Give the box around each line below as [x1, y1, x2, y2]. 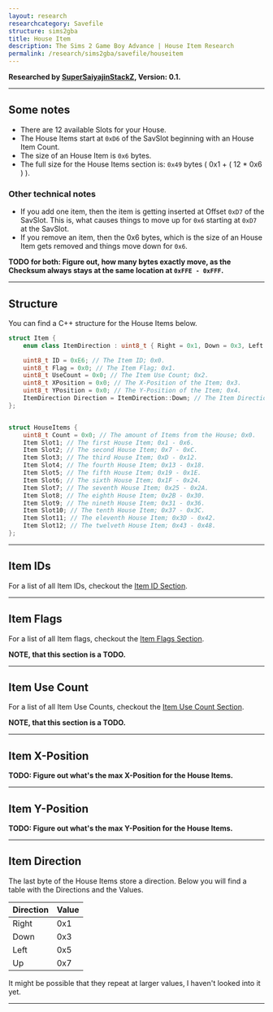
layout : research [8, 11, 67, 20]
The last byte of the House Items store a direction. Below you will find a [8, 875, 247, 886]
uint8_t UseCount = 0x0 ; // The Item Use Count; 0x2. [23, 371, 209, 380]
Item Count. [19, 141, 60, 151]
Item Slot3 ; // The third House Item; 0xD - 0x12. [23, 454, 198, 462]
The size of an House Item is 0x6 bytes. [19, 150, 152, 160]
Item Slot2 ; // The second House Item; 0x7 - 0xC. [23, 446, 198, 454]
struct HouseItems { [8, 423, 79, 432]
